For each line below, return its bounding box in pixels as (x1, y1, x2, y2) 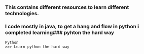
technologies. (5, 10, 39, 17)
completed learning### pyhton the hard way (5, 29, 114, 36)
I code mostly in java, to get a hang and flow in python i (5, 23, 139, 30)
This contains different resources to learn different (5, 4, 129, 11)
